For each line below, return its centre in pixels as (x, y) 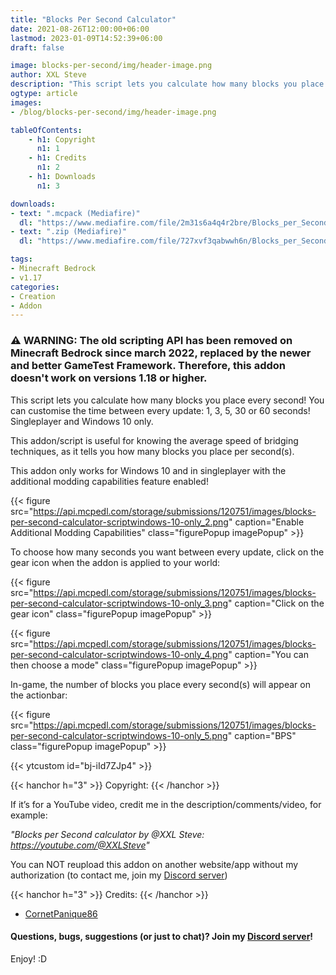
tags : (21, 259)
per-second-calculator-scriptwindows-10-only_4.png (119, 654)
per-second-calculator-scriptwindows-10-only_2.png (119, 522)
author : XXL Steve (48, 75)
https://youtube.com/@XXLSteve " (80, 845)
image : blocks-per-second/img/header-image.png (111, 66)
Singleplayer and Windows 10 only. (82, 421)
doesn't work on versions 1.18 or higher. (109, 378)
